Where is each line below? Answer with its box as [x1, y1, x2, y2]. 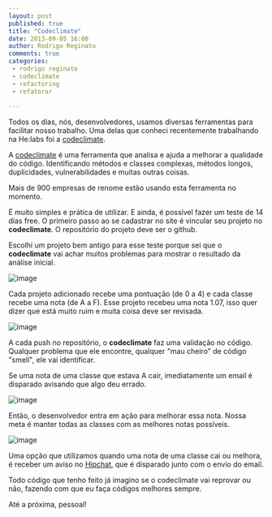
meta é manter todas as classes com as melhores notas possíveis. [8, 420, 230, 429]
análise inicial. [8, 257, 55, 268]
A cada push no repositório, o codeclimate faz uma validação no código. [8, 338, 253, 347]
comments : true [8, 50, 60, 58]
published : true [8, 19, 63, 28]
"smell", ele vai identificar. [8, 355, 96, 365]
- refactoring [11, 80, 60, 88]
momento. [8, 192, 43, 201]
